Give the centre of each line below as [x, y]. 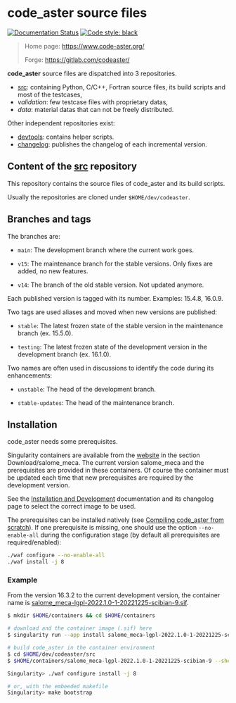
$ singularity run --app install [56, 635]
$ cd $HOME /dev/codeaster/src [52, 654]
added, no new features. [53, 271]
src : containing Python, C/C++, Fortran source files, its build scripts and [122, 87]
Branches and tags [49, 219]
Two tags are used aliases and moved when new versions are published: [112, 312]
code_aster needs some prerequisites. [63, 442]
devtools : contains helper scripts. [66, 137]
